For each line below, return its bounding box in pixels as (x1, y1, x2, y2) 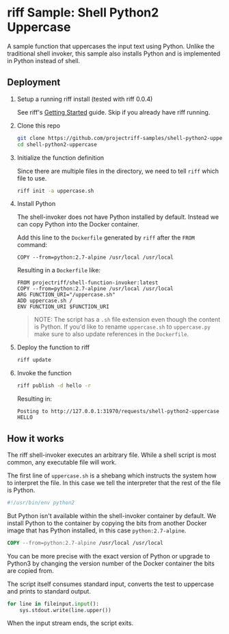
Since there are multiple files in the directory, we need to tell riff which (16, 167, 219, 175)
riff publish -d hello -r (16, 382, 91, 389)
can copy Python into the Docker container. (16, 220, 140, 228)
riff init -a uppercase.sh (16, 187, 94, 194)
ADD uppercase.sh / (16, 297, 73, 305)
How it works (7, 432, 64, 444)
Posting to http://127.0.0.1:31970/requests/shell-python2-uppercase (16, 408, 220, 415)
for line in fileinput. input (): (7, 600, 99, 607)
